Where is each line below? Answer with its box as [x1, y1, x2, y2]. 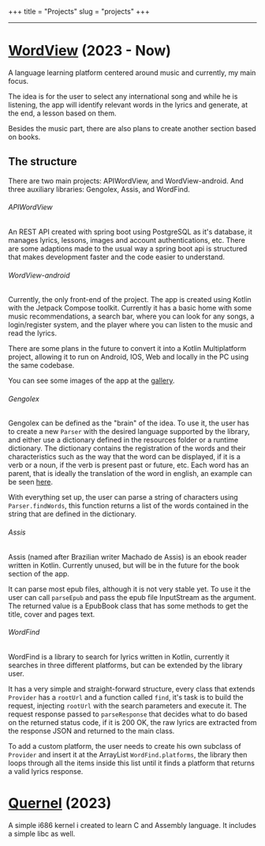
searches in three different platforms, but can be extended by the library [8, 660, 243, 670]
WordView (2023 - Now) [8, 42, 172, 60]
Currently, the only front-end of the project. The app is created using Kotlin [8, 295, 252, 304]
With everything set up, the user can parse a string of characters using [8, 493, 238, 502]
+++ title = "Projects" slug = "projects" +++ [8, 7, 150, 16]
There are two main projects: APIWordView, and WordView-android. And [8, 176, 244, 185]
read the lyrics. [8, 328, 58, 338]
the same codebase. [8, 361, 75, 370]
